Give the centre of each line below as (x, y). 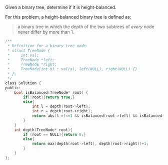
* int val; (23, 55)
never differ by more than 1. (46, 32)
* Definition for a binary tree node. (48, 46)
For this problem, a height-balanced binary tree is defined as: (68, 17)
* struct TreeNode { (29, 50)
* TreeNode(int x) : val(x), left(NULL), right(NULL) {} (72, 69)
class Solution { (23, 83)
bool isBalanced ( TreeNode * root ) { (51, 92)
